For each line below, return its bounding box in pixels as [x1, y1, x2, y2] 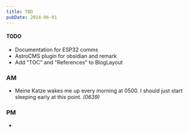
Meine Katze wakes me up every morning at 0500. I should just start [14, 87, 183, 94]
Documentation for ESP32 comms [14, 46, 98, 53]
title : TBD [6, 8, 33, 15]
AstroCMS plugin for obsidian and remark [14, 52, 117, 60]
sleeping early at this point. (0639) [14, 94, 100, 100]
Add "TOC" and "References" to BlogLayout [14, 58, 123, 66]
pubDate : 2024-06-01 [6, 14, 58, 20]
